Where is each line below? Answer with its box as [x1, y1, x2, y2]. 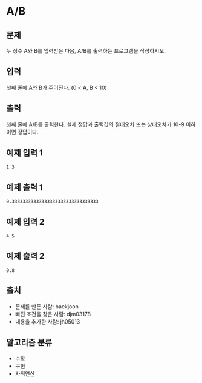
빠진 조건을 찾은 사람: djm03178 [15, 310, 91, 317]
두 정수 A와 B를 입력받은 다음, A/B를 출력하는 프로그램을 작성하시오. [6, 47, 166, 54]
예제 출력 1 [6, 182, 44, 192]
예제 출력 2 [6, 251, 45, 262]
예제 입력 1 [6, 147, 44, 158]
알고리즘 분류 [6, 337, 53, 348]
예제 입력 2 [6, 217, 45, 227]
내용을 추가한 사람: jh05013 [15, 317, 80, 325]
